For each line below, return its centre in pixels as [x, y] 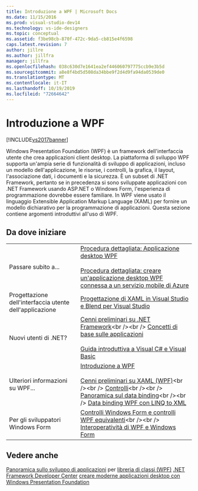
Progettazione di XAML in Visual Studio [134, 298]
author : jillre [25, 50]
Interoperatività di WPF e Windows [128, 427]
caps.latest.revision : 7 [37, 45]
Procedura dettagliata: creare [121, 271]
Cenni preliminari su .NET [115, 319]
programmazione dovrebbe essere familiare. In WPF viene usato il [86, 195]
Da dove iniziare [36, 233]
